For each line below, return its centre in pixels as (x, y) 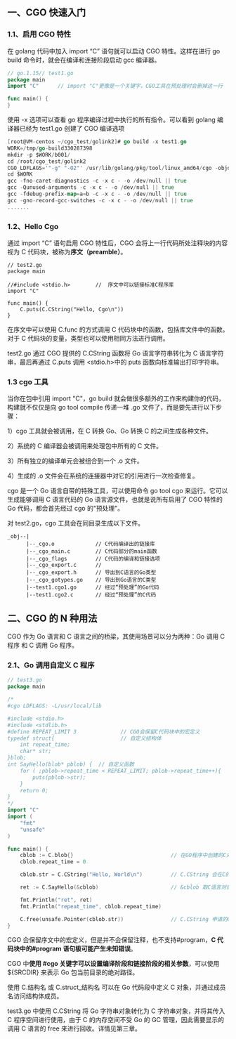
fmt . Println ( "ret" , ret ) (56, 900)
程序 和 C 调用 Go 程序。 (43, 646)
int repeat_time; (45, 745)
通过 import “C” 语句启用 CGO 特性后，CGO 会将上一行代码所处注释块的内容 (118, 243)
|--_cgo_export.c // (64, 565)
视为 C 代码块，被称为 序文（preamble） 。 (67, 251)
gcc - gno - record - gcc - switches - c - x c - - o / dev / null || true (100, 200)
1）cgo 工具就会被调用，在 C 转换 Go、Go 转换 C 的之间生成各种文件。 (110, 431)
